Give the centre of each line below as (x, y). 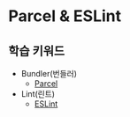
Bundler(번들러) (49, 73)
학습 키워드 (37, 51)
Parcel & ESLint (65, 16)
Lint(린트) (38, 94)
